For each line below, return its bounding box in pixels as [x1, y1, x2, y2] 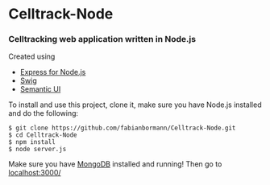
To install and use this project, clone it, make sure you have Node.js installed [8, 100, 262, 109]
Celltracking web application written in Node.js [8, 34, 196, 45]
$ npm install [8, 138, 56, 146]
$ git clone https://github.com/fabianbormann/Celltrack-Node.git [8, 124, 236, 133]
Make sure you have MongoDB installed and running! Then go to [8, 159, 222, 169]
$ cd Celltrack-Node [8, 131, 78, 139]
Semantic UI [19, 84, 61, 94]
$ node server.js [8, 146, 67, 154]
